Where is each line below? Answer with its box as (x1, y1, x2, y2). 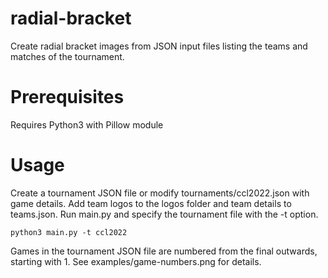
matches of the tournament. (10, 50, 125, 62)
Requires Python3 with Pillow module (10, 118, 164, 131)
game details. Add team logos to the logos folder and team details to (10, 197, 292, 209)
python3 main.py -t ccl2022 (10, 227, 128, 237)
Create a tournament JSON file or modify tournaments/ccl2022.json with (10, 187, 310, 199)
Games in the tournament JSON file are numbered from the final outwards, (10, 245, 318, 257)
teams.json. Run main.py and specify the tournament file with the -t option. (10, 208, 319, 220)
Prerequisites (10, 86, 125, 109)
